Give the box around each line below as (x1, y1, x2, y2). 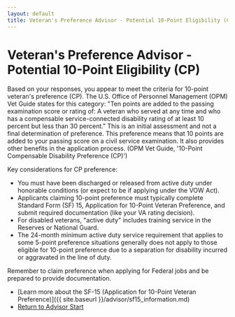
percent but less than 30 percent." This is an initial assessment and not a (7, 122, 217, 130)
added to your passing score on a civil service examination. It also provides (7, 137, 225, 146)
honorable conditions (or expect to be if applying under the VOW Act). (17, 186, 220, 195)
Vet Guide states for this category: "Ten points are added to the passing (7, 99, 215, 108)
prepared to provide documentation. (7, 274, 112, 283)
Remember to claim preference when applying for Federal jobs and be (7, 267, 209, 275)
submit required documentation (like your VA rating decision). (17, 209, 195, 217)
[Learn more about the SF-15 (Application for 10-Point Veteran (17, 288, 197, 296)
